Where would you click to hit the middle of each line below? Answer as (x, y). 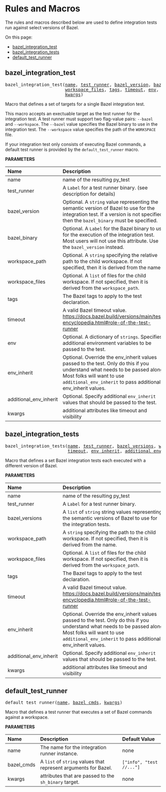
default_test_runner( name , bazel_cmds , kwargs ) (64, 703)
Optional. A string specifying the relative (110, 255)
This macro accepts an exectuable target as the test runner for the (73, 113)
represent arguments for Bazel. (76, 768)
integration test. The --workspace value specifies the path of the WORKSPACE (81, 129)
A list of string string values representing (112, 512)
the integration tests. (86, 524)
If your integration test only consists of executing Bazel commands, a (75, 144)
